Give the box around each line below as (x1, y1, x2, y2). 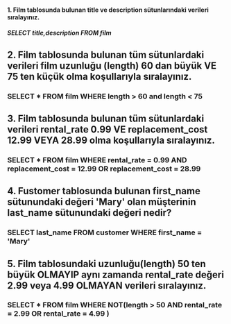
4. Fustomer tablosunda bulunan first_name (7, 185, 201, 197)
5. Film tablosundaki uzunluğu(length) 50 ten (7, 257, 206, 270)
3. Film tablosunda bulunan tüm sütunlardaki (7, 112, 205, 124)
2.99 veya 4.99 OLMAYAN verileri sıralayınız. (7, 280, 207, 291)
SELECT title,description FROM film (7, 28, 112, 37)
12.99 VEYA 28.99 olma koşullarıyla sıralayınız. (7, 134, 215, 146)
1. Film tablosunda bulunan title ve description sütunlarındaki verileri (7, 6, 209, 14)
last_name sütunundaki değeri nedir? (7, 207, 172, 219)
